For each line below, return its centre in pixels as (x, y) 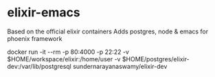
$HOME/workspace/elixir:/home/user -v (64, 59)
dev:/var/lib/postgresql (39, 66)
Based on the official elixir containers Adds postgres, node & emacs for (108, 31)
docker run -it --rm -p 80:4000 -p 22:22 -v (68, 52)
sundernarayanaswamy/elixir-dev (120, 66)
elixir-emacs (44, 13)
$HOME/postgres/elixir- (156, 59)
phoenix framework (35, 38)
